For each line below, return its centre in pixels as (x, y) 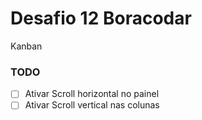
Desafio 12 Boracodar (101, 18)
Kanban (26, 46)
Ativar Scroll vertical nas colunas (92, 105)
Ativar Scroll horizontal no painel (92, 94)
